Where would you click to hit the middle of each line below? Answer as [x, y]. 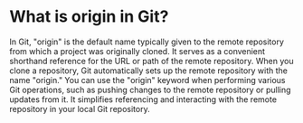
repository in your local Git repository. [80, 109]
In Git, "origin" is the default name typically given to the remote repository [147, 42]
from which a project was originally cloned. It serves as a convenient [137, 51]
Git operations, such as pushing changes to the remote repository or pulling [150, 90]
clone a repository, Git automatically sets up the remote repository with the [148, 71]
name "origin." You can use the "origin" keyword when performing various [148, 80]
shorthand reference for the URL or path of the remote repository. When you [151, 61]
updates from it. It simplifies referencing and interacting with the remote [143, 99]
